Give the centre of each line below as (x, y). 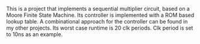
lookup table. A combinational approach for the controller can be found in (97, 21)
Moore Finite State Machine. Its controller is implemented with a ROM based (100, 15)
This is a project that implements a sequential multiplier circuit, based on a (98, 9)
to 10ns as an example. (35, 34)
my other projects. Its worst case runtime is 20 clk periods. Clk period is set (100, 28)
